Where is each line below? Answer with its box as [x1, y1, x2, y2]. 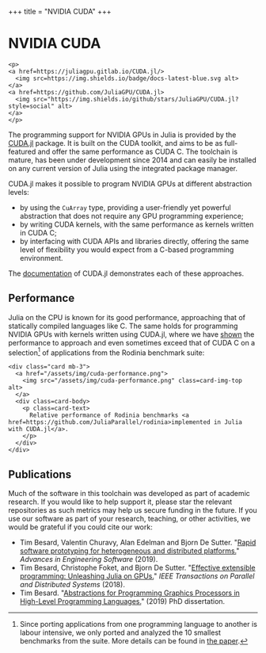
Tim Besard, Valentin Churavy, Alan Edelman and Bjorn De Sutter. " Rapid [19, 538, 256, 548]
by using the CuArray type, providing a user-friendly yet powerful [19, 202, 231, 212]
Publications [8, 468, 72, 481]
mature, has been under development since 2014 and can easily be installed [8, 155, 257, 165]
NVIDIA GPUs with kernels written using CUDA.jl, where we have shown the [8, 329, 255, 339]
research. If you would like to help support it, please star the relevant [8, 497, 233, 506]
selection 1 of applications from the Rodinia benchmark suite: [8, 346, 205, 357]
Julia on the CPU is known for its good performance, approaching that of [8, 312, 245, 322]
